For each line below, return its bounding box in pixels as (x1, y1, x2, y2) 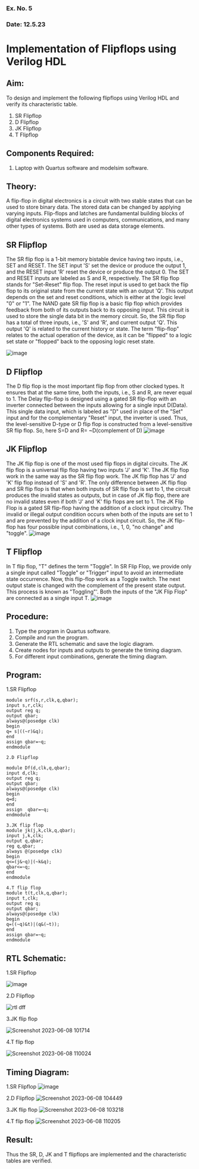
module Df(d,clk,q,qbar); (6, 765, 70, 771)
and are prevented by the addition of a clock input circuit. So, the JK (6, 517, 174, 524)
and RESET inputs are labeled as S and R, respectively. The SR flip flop (6, 275, 180, 282)
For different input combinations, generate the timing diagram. (14, 652, 168, 660)
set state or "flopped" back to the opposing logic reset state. (6, 338, 155, 345)
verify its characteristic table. (6, 100, 78, 108)
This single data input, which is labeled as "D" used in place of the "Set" (6, 408, 184, 415)
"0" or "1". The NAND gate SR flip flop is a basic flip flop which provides (6, 300, 183, 307)
